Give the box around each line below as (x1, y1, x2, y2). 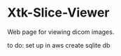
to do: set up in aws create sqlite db (7, 41, 111, 49)
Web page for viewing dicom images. (7, 28, 115, 36)
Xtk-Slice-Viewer (7, 5, 110, 21)
